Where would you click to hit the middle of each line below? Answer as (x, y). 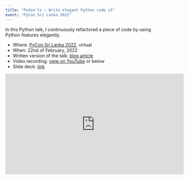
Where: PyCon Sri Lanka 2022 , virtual (52, 44)
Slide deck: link (29, 66)
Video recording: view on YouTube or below (59, 61)
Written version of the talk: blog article (53, 55)
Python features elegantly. (33, 35)
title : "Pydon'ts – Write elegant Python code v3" (60, 10)
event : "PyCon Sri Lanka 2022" (38, 15)
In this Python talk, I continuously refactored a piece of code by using (78, 29)
